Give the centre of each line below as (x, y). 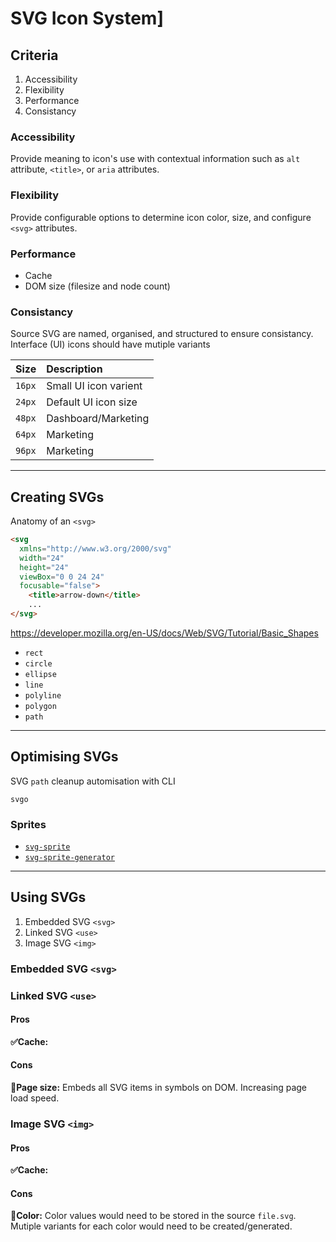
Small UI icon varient (94, 386)
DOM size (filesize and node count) (97, 286)
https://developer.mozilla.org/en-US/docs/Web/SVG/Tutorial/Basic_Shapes (164, 633)
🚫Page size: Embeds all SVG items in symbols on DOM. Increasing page (159, 1088)
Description (74, 369)
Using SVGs (48, 897)
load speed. (35, 1098)
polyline (43, 695)
